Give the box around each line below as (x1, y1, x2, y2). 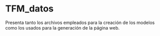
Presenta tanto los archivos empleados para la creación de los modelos (5, 19, 155, 25)
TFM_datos (5, 3, 54, 14)
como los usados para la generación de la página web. (5, 24, 120, 30)
